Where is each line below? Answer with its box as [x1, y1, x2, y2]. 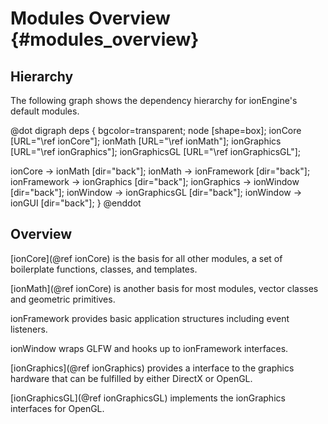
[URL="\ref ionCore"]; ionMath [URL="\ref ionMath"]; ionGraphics [10, 135, 282, 147]
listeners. [10, 323, 48, 335]
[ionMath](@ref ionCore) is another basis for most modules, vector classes [10, 282, 319, 294]
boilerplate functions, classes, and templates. [10, 263, 198, 275]
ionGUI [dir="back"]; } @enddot [10, 197, 142, 209]
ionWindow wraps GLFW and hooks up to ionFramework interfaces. [10, 342, 289, 354]
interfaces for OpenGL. [10, 402, 105, 414]
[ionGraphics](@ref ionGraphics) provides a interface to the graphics [10, 362, 295, 374]
